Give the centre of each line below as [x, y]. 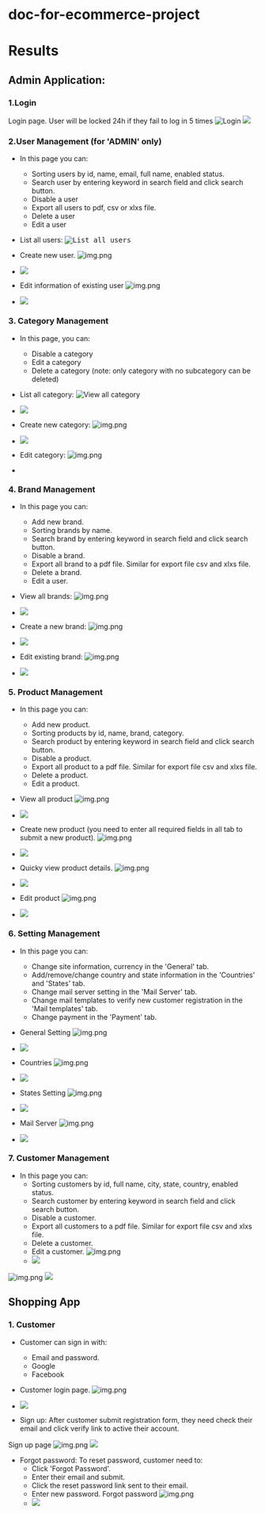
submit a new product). [58, 837]
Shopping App [44, 1302]
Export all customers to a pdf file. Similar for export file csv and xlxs [142, 1226]
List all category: [47, 394]
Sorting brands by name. [72, 530]
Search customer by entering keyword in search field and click [133, 1201]
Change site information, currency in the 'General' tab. [120, 966]
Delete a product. [60, 776]
